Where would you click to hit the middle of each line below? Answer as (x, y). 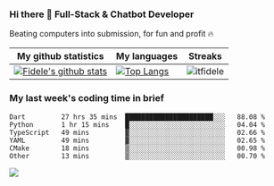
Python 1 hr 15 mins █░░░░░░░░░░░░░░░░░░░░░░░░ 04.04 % (137, 124)
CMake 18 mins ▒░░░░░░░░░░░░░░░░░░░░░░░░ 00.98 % (137, 148)
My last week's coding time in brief (87, 98)
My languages (147, 56)
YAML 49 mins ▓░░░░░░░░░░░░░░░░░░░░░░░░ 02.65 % (137, 140)
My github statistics (60, 56)
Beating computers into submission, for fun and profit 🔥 (112, 34)
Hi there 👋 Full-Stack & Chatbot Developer (102, 14)
